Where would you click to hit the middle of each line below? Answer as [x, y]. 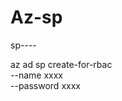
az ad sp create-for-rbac [61, 64]
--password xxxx [45, 85]
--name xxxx [36, 75]
